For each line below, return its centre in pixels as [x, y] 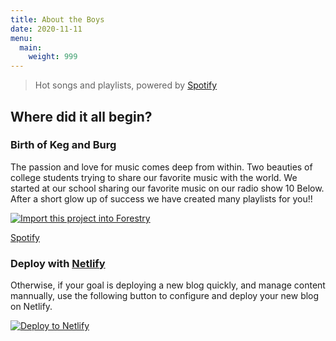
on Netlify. [31, 307]
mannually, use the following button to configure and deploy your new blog [165, 296]
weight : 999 [53, 57]
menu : [21, 38]
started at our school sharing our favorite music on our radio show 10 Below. [167, 188]
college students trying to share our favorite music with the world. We [154, 177]
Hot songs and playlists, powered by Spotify [126, 85]
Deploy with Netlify [58, 263]
